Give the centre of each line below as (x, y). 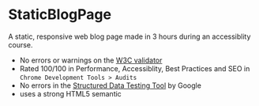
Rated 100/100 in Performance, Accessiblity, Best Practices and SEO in (135, 68)
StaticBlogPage (60, 15)
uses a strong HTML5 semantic (71, 93)
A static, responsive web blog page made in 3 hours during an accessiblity (129, 36)
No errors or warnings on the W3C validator (91, 60)
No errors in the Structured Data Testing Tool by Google (110, 85)
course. (21, 44)
